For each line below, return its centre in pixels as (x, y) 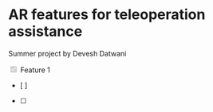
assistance (45, 31)
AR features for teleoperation (107, 15)
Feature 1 (35, 70)
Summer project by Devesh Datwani (67, 53)
